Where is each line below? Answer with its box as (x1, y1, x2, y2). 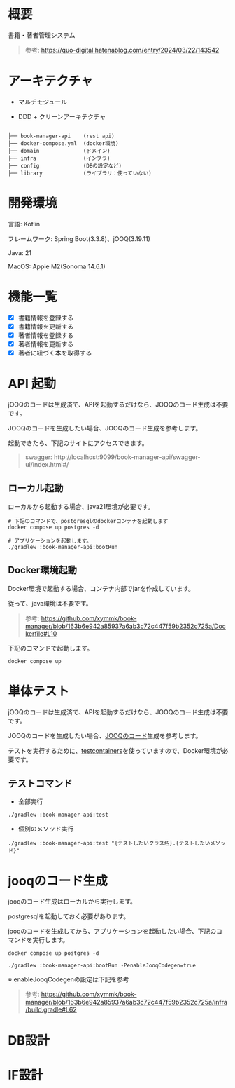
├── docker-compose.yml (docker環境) (8, 140, 119, 147)
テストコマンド (8, 777, 73, 789)
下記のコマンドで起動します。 (8, 644, 94, 652)
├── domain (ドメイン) (8, 147, 111, 154)
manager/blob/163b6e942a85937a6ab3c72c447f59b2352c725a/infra (24, 998, 228, 1007)
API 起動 (8, 376, 57, 392)
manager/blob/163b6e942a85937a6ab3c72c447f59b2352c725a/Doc (24, 622, 226, 630)
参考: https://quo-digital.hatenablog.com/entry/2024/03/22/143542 (24, 46, 220, 54)
